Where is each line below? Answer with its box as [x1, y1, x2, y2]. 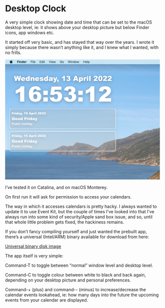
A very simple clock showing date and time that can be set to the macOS [5, 19, 152, 25]
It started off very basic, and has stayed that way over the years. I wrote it [5, 39, 155, 45]
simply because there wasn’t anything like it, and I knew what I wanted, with [5, 44, 159, 50]
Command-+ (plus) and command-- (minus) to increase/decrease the [5, 287, 146, 293]
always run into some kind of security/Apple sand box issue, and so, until [5, 214, 153, 220]
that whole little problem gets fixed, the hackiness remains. [5, 219, 124, 225]
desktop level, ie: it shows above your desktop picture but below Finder [5, 24, 150, 30]
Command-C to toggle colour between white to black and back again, [5, 272, 146, 278]
